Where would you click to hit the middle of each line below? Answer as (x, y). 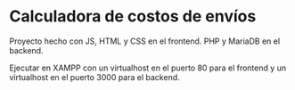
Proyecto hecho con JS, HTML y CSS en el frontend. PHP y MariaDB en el (145, 41)
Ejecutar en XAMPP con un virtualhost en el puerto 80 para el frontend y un (148, 68)
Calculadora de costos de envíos (133, 16)
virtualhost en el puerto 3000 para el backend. (94, 77)
